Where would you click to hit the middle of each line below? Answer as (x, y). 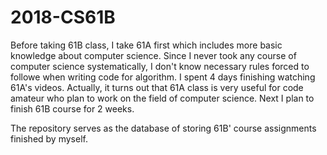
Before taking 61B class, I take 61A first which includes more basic (146, 45)
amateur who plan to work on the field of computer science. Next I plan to (162, 98)
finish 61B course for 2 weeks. (72, 108)
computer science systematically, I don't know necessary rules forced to (160, 66)
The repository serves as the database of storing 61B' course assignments (163, 128)
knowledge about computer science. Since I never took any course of (153, 55)
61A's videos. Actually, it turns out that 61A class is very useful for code (157, 87)
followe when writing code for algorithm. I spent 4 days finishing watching (163, 77)
